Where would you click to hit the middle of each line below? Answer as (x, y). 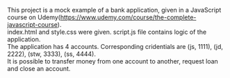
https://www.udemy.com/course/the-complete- (128, 17)
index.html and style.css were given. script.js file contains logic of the (107, 32)
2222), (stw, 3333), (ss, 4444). (51, 54)
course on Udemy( (34, 17)
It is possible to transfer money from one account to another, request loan (113, 61)
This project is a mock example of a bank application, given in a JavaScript (114, 10)
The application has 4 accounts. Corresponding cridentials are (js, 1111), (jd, (115, 47)
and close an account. (39, 69)
